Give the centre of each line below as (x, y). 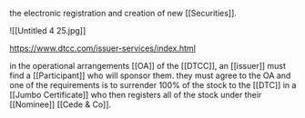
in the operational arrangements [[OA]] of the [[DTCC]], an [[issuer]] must (148, 66)
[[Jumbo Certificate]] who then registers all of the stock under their (136, 95)
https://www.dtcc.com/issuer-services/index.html (102, 48)
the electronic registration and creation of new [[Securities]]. (123, 13)
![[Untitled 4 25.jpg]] (48, 30)
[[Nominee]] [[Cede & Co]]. (61, 104)
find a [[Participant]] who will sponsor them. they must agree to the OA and (150, 75)
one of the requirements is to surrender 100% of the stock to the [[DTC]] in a (153, 85)
